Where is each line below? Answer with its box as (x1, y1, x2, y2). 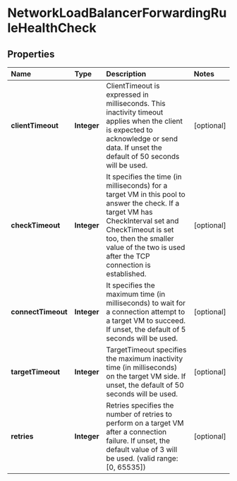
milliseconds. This (106, 99, 166, 108)
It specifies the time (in (106, 172, 182, 182)
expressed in (106, 90, 150, 100)
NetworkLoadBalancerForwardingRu (7, 5, 227, 21)
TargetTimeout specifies (106, 345, 187, 355)
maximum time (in (106, 290, 166, 299)
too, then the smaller (106, 234, 174, 243)
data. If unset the (106, 143, 162, 153)
